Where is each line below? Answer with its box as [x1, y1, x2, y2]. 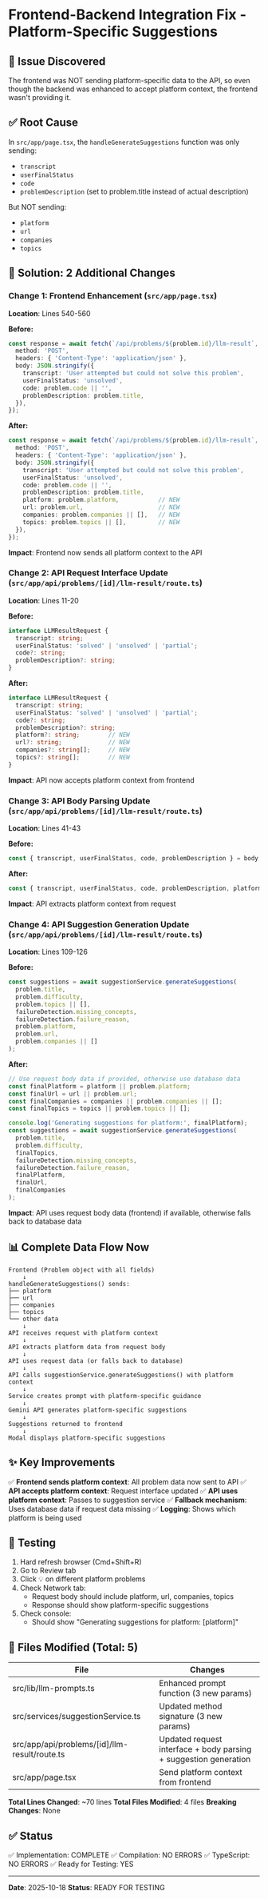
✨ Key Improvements [8, 1456, 116, 1469]
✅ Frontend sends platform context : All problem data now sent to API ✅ [8, 1476, 247, 1486]
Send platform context [159, 1767, 243, 1778]
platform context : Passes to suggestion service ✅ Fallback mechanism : [8, 1495, 247, 1504]
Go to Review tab [19, 1566, 77, 1576]
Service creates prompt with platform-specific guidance [8, 1392, 202, 1400]
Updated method [159, 1701, 223, 1712]
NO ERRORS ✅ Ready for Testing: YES [8, 1859, 134, 1869]
